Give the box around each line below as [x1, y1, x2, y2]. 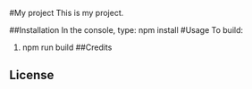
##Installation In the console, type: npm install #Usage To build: [9, 25, 244, 35]
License [9, 68, 55, 83]
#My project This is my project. [9, 8, 124, 18]
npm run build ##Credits [21, 42, 113, 53]
